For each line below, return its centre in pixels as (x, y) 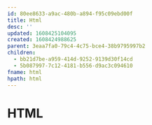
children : (22, 53)
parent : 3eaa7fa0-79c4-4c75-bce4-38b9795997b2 (76, 46)
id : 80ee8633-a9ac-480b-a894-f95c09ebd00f (70, 14)
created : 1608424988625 (42, 40)
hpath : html (25, 79)
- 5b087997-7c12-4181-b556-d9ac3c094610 (73, 66)
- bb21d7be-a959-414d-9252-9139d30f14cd (73, 59)
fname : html (25, 72)
